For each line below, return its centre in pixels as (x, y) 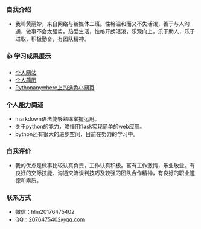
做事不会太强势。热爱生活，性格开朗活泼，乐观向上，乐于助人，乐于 (110, 31)
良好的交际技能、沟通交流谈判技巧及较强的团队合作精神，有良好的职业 (102, 173)
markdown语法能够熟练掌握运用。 (57, 118)
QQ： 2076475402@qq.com (50, 219)
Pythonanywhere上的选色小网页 (55, 87)
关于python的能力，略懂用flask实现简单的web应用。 (80, 126)
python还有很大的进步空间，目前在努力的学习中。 (77, 134)
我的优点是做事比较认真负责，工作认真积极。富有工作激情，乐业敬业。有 (105, 166)
